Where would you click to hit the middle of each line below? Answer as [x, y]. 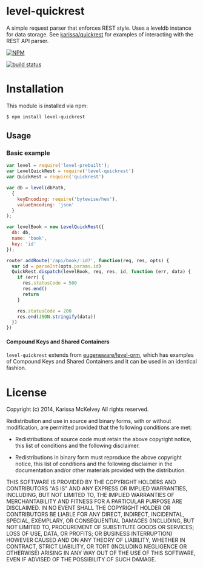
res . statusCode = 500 [50, 283]
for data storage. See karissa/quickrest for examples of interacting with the [100, 34]
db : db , [22, 233]
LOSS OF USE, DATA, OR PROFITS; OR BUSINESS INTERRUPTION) [89, 534]
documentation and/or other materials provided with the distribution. [100, 470]
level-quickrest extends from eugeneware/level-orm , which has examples [100, 355]
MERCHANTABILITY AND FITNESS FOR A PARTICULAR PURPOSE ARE [95, 501]
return [31, 294]
